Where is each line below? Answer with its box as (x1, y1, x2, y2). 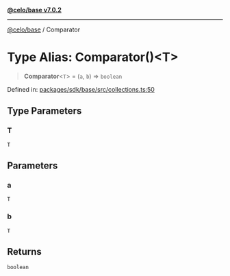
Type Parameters (7, 105, 82, 117)
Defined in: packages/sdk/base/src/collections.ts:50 (7, 85, 155, 93)
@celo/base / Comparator (7, 25, 81, 34)
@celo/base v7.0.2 (7, 6, 62, 14)
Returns (7, 246, 42, 258)
